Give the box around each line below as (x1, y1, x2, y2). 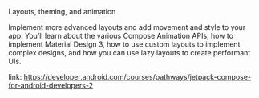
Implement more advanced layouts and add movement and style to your (8, 22, 246, 31)
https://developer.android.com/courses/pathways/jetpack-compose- (23, 72, 251, 81)
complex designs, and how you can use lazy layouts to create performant (8, 48, 251, 57)
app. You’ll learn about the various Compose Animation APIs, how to (8, 31, 234, 40)
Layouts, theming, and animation (8, 7, 116, 16)
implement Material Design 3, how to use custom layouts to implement (8, 39, 241, 49)
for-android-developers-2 (8, 80, 94, 90)
